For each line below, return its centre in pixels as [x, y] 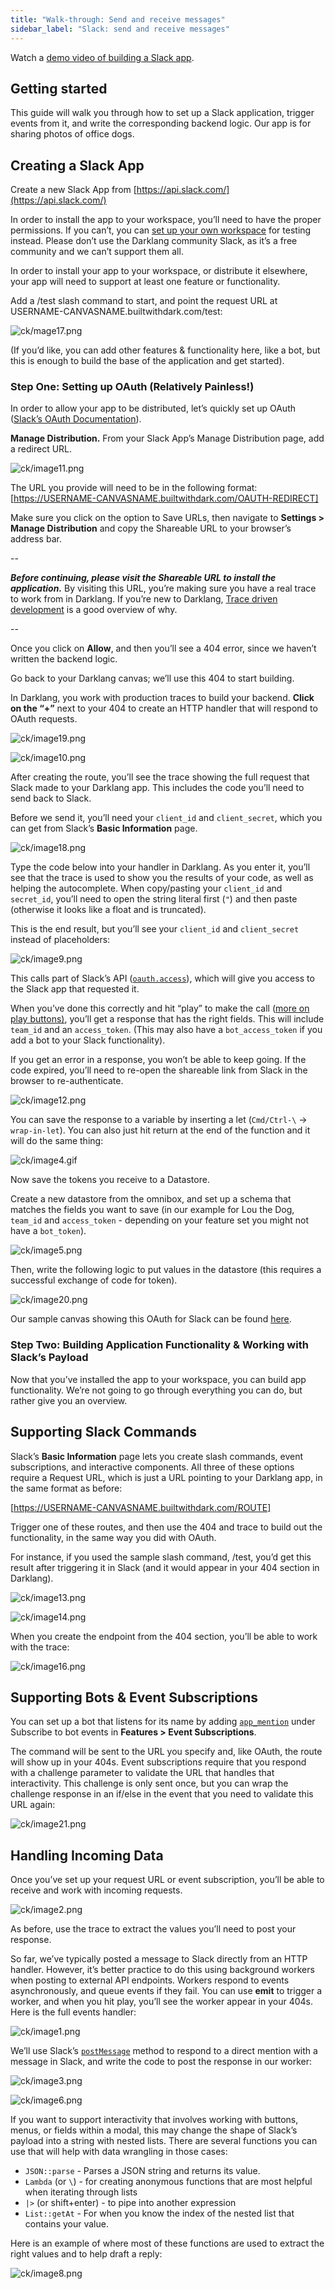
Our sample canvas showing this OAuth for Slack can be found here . [151, 1319]
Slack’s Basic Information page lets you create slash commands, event [157, 1456]
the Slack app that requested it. [75, 989]
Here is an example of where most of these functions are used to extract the [167, 2243]
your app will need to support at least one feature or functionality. [145, 282]
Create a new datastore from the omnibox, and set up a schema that [151, 1199]
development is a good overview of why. [94, 610]
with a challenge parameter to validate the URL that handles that [142, 1773]
